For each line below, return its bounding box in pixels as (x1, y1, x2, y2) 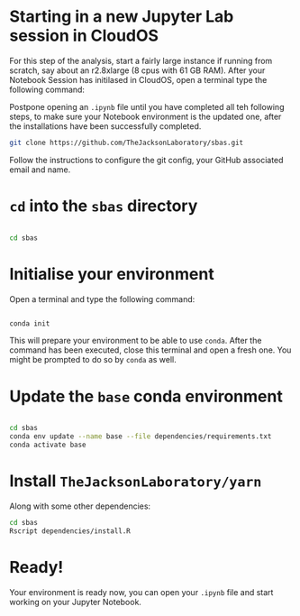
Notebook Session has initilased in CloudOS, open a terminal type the (9, 74, 268, 85)
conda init (9, 318, 50, 328)
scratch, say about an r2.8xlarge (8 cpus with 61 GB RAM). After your (9, 65, 266, 76)
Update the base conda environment (9, 386, 284, 407)
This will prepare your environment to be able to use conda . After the (9, 336, 262, 346)
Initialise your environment (9, 263, 214, 284)
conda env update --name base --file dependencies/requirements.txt (9, 432, 272, 441)
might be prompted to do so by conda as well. (9, 354, 177, 365)
